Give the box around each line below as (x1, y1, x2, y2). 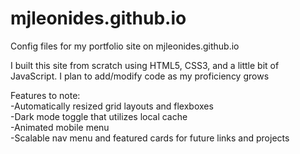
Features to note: (10, 89, 81, 101)
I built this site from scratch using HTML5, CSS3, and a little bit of (10, 59, 280, 71)
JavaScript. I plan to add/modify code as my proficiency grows (10, 70, 270, 82)
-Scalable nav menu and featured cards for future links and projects (10, 132, 290, 144)
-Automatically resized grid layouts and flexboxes (10, 100, 214, 112)
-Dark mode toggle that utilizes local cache (10, 110, 188, 122)
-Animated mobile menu (10, 121, 110, 133)
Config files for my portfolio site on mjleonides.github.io (10, 40, 240, 52)
